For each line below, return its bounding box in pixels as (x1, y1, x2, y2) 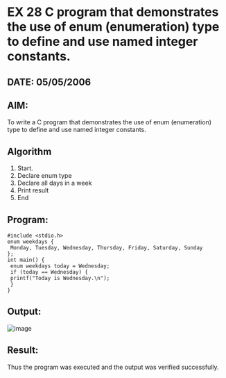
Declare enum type (17, 172, 72, 180)
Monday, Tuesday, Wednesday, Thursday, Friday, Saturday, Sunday (10, 245, 203, 252)
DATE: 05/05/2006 (7, 76, 92, 88)
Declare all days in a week (17, 179, 92, 188)
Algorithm (7, 145, 52, 157)
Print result (17, 186, 49, 195)
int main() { (7, 256, 45, 264)
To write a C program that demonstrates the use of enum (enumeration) (7, 118, 212, 126)
